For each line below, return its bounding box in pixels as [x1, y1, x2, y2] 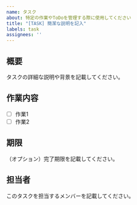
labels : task [6, 26, 40, 32]
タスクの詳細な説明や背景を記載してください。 [6, 73, 124, 80]
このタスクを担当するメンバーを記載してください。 [6, 192, 135, 199]
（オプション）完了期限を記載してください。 [6, 155, 119, 162]
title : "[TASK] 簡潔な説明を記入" [6, 20, 86, 26]
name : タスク [6, 9, 37, 15]
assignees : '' [6, 32, 43, 38]
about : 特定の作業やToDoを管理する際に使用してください [6, 15, 132, 21]
